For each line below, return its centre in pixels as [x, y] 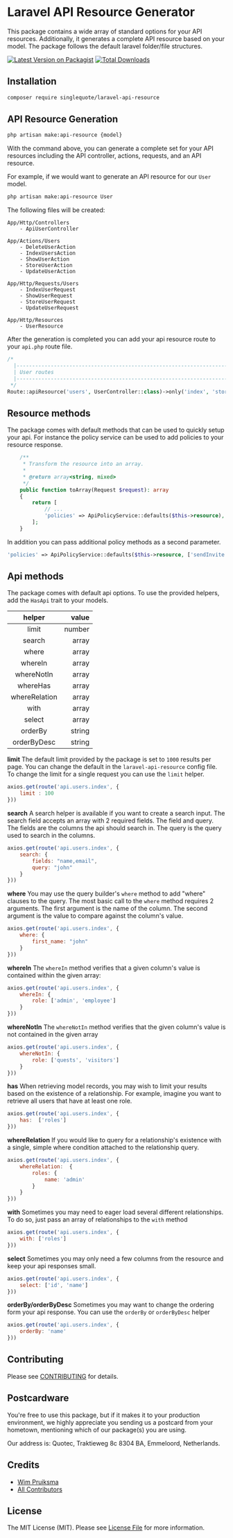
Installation [32, 82]
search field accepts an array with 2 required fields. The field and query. [110, 820]
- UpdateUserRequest [49, 308]
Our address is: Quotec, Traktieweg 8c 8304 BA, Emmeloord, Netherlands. [114, 1443]
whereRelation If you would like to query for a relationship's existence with [114, 1140]
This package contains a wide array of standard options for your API [105, 31]
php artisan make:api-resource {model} [65, 135]
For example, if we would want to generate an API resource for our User [109, 177]
